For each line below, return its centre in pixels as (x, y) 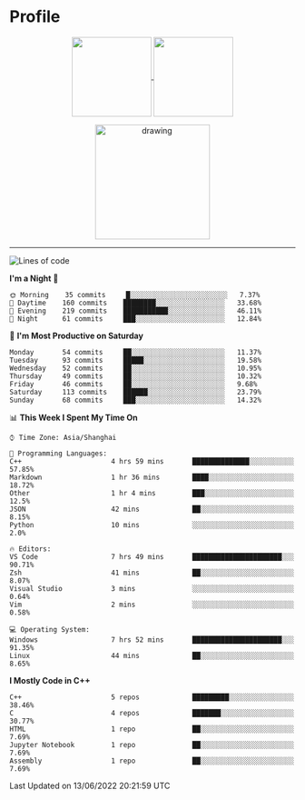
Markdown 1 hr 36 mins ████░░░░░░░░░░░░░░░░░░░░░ (152, 477)
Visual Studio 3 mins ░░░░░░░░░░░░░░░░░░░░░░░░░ (152, 588)
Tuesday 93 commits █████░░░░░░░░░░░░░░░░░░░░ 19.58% (135, 360)
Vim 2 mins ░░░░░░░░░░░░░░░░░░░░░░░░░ (152, 605)
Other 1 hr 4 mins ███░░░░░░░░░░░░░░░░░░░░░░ (152, 493)
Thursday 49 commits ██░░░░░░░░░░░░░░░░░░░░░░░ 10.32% (135, 376)
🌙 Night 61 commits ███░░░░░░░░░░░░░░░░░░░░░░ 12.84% (135, 319)
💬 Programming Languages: (58, 453)
